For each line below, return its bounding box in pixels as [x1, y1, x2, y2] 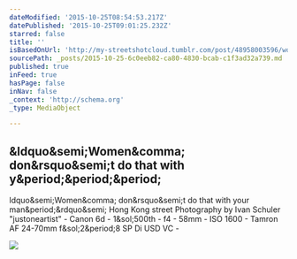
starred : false [9, 29, 65, 38]
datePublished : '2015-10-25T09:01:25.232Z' [9, 21, 172, 30]
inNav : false [9, 87, 57, 95]
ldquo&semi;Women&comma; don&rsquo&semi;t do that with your [9, 195, 250, 206]
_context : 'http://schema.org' [9, 95, 125, 104]
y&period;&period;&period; [9, 171, 162, 187]
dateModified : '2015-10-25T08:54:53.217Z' [9, 12, 168, 22]
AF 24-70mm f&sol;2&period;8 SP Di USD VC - [9, 223, 179, 234]
